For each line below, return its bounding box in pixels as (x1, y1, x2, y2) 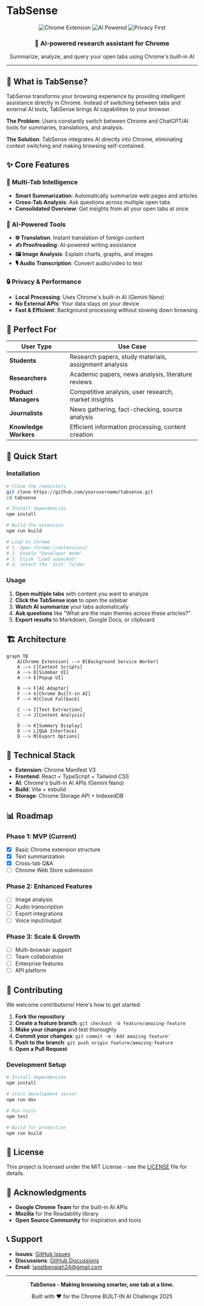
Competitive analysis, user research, (69, 388, 174, 396)
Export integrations (15, 910, 63, 917)
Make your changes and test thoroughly (15, 1026, 117, 1033)
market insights (69, 395, 114, 404)
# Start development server (6, 1091, 78, 1097)
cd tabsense (6, 495, 36, 501)
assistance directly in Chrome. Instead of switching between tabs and (6, 99, 181, 107)
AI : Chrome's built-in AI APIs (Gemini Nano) (15, 779, 124, 787)
